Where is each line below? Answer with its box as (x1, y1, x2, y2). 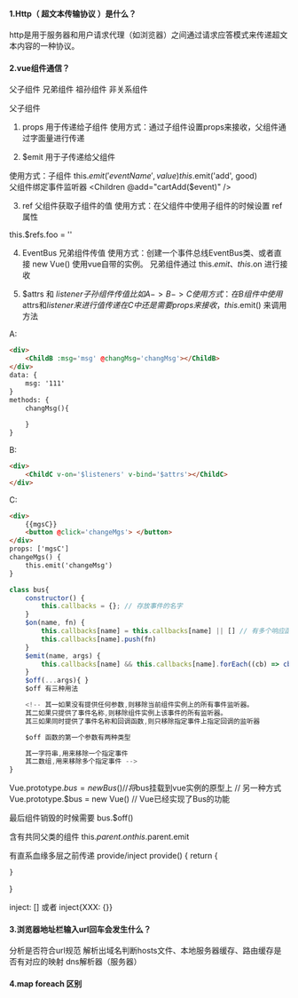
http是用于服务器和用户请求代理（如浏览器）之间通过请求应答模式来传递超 (9, 29, 281, 40)
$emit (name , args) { (25, 651, 101, 661)
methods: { (9, 395, 50, 404)
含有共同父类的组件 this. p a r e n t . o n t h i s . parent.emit (9, 831, 190, 843)
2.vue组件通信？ (9, 62, 70, 73)
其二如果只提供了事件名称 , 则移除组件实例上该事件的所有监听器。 (25, 709, 228, 717)
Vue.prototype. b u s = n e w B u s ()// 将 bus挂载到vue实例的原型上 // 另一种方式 (9, 782, 282, 794)
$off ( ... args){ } (25, 676, 90, 685)
